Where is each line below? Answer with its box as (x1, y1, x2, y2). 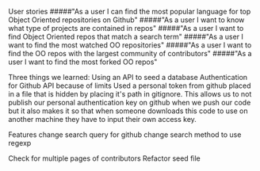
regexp (8, 139, 32, 147)
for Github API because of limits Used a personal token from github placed (8, 81, 251, 90)
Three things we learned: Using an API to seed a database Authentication (8, 73, 248, 82)
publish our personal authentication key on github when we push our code (8, 98, 251, 107)
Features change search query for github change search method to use (8, 130, 242, 139)
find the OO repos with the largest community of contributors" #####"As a (8, 49, 252, 58)
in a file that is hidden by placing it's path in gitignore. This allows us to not (8, 89, 252, 98)
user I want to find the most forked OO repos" (8, 57, 158, 66)
